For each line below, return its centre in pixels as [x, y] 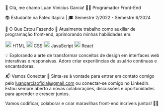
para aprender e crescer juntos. [38, 94]
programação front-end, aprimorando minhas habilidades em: [68, 34]
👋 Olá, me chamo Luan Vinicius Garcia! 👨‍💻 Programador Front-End [73, 8]
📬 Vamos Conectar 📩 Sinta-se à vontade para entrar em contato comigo [80, 76]
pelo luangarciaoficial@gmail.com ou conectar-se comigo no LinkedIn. [78, 83]
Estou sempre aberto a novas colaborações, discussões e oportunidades [80, 88]
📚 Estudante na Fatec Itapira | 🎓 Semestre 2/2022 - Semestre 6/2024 [78, 18]
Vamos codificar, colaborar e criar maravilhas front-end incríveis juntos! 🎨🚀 [82, 103]
